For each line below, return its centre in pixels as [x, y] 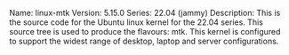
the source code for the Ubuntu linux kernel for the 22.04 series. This [136, 22]
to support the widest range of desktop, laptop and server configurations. [144, 41]
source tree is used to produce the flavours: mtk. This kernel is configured [145, 31]
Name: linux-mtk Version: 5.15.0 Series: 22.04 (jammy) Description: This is [145, 13]
